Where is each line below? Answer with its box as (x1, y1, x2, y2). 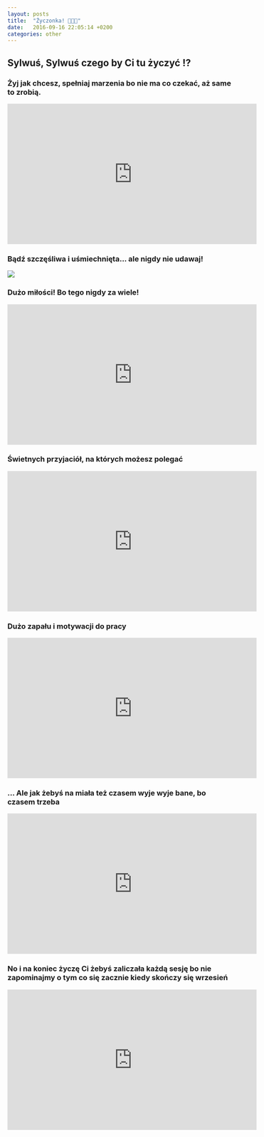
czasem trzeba (7, 797, 60, 807)
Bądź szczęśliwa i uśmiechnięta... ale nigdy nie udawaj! (7, 254, 204, 264)
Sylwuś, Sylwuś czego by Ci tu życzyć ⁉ (7, 56, 191, 68)
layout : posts (7, 10, 50, 18)
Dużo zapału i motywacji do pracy (7, 621, 127, 631)
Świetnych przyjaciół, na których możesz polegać (7, 454, 184, 464)
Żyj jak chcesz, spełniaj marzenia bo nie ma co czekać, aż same (7, 78, 231, 88)
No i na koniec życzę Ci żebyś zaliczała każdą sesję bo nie (7, 964, 212, 974)
